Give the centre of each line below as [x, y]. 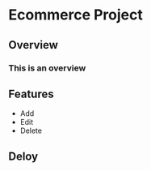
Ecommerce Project [75, 15]
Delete [31, 130]
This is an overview [47, 68]
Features [31, 94]
